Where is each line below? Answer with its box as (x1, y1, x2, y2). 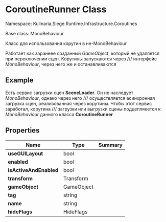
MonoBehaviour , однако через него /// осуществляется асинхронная (5, 95, 155, 101)
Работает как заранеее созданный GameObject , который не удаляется (5, 50, 160, 56)
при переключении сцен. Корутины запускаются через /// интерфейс (5, 55, 157, 62)
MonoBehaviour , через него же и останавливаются (5, 61, 116, 67)
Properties (5, 126, 40, 135)
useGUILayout (8, 150, 43, 157)
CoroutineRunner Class (5, 4, 107, 15)
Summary (98, 141, 123, 148)
